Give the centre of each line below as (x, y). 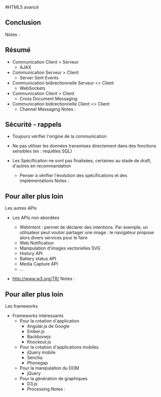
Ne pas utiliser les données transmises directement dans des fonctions (84, 146)
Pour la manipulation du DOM (49, 368)
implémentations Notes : (44, 181)
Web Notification (37, 243)
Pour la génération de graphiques (53, 379)
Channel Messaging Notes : (48, 109)
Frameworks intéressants (38, 316)
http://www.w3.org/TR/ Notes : (44, 279)
